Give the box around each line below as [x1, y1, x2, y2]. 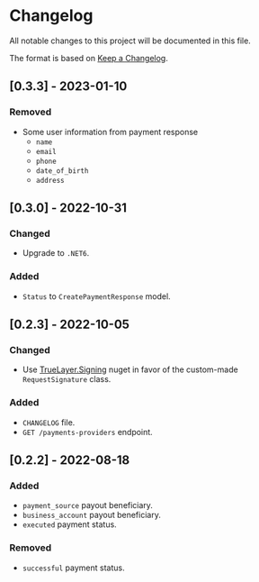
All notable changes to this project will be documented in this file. [9, 35, 252, 46]
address [35, 176, 65, 185]
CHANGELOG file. [22, 416, 76, 428]
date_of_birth [35, 166, 89, 176]
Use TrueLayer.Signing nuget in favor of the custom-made [22, 364, 238, 375]
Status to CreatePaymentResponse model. [22, 290, 171, 302]
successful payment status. [22, 562, 125, 573]
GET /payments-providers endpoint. [22, 426, 153, 437]
